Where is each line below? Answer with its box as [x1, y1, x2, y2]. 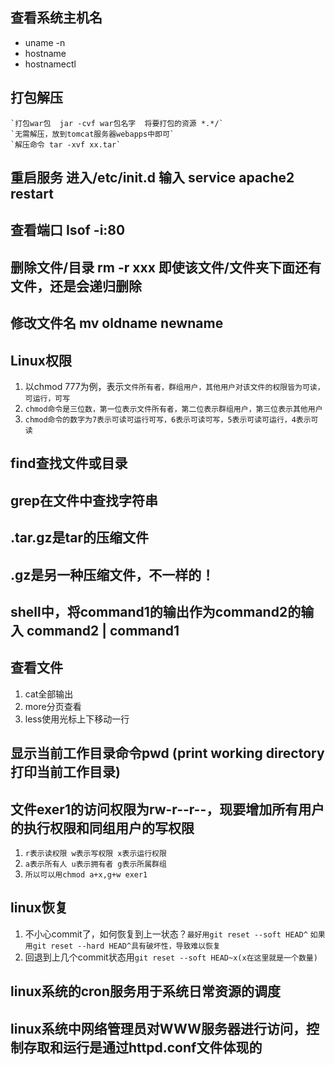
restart [10, 186, 54, 203]
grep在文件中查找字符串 [10, 492, 159, 509]
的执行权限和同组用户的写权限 [10, 819, 195, 837]
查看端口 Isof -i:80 [10, 222, 126, 239]
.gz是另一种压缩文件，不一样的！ [10, 566, 215, 583]
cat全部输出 [24, 688, 74, 700]
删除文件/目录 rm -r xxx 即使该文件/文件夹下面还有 [10, 259, 322, 276]
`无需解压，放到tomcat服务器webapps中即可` [10, 129, 175, 139]
